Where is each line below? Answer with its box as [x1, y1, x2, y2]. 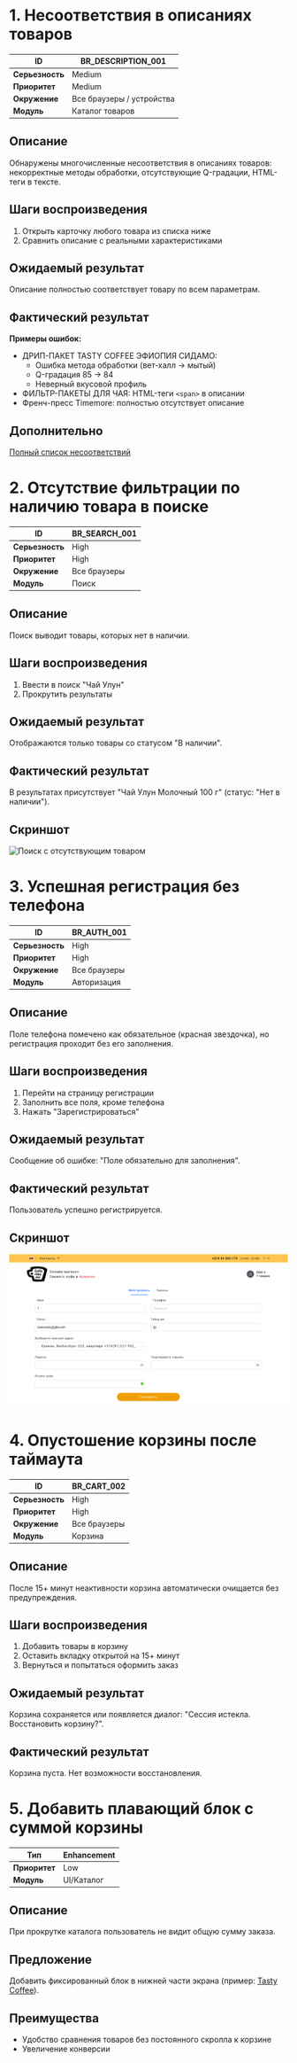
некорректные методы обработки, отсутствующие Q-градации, [9, 167, 250, 177]
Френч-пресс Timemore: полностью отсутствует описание [21, 398, 245, 409]
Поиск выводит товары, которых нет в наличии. [9, 630, 190, 641]
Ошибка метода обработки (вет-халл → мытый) [34, 360, 217, 370]
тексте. [34, 176, 62, 187]
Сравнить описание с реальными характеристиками [21, 235, 223, 245]
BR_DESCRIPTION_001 [80, 56, 166, 66]
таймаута [9, 1450, 84, 1469]
